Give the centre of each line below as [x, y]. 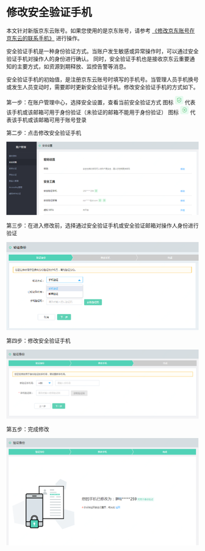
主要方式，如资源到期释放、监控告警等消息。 [73, 66]
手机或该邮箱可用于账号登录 [52, 120]
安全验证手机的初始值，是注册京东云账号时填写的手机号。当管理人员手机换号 [103, 79]
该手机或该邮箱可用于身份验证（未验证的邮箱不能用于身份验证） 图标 [92, 112]
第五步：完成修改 [28, 429]
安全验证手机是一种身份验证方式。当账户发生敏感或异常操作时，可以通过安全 [103, 51]
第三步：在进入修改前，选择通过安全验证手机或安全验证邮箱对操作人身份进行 [103, 225]
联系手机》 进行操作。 [55, 38]
